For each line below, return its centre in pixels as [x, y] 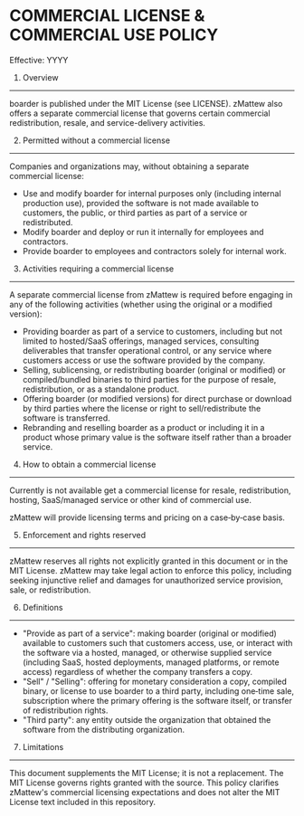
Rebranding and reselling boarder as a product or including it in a [143, 427]
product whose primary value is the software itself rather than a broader [157, 437]
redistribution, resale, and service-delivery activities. [108, 122]
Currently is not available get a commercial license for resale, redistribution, [150, 490]
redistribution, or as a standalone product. [101, 389]
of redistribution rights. [65, 710]
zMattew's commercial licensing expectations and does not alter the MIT [145, 792]
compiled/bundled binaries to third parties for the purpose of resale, [149, 379]
